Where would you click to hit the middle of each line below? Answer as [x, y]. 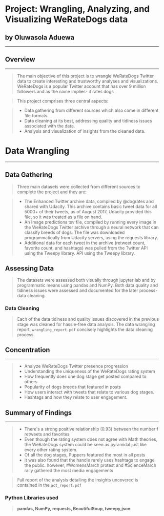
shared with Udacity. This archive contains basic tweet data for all [91, 206]
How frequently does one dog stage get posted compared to [85, 376]
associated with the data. [50, 126]
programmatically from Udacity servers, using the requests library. [91, 237]
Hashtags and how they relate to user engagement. [76, 397]
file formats [36, 115]
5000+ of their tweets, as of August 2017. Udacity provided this [88, 211]
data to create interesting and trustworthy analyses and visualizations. [88, 81]
